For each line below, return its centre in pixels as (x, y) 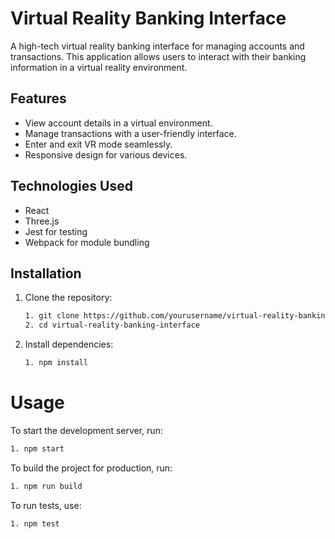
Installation (46, 273)
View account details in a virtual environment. (118, 123)
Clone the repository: (68, 298)
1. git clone (52, 316)
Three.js (42, 221)
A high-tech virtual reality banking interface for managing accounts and (157, 46)
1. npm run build (46, 486)
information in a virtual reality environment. (99, 67)
